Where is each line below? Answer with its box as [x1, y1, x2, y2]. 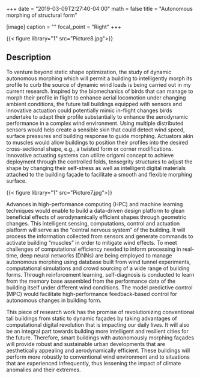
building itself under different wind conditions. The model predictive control [6, 283, 193, 291]
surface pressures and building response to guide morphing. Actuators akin [6, 132, 193, 139]
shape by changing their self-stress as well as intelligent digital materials [6, 164, 186, 171]
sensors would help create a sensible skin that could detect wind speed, [6, 126, 185, 133]
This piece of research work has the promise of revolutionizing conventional [6, 308, 195, 315]
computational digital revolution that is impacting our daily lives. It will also [6, 321, 190, 328]
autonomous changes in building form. [6, 297, 102, 304]
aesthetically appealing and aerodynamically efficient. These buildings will [6, 347, 190, 354]
